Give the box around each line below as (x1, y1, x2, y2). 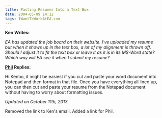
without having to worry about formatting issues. (5, 89, 104, 95)
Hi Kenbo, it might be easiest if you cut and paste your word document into (5, 74, 157, 80)
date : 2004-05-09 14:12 (5, 12, 54, 17)
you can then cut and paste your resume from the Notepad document (5, 84, 146, 90)
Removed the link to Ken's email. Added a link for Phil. (5, 108, 114, 114)
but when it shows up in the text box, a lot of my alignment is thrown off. (5, 45, 151, 50)
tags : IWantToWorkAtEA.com (5, 16, 60, 21)
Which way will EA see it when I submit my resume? (5, 55, 110, 61)
